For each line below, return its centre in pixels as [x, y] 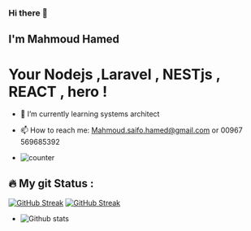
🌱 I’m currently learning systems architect [90, 114]
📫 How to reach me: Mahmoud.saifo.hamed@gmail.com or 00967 [131, 130]
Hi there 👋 [28, 13]
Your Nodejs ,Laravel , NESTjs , [115, 74]
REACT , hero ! [58, 92]
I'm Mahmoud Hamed [64, 39]
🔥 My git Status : [51, 183]
